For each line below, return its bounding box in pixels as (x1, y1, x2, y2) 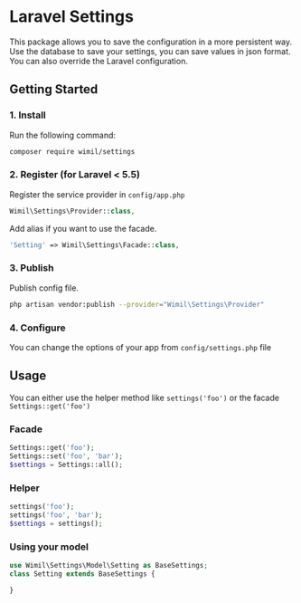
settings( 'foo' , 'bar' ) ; (9, 510, 103, 520)
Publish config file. (9, 282, 80, 293)
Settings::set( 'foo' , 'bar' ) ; (9, 452, 124, 461)
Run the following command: (9, 129, 116, 140)
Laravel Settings (9, 6, 134, 27)
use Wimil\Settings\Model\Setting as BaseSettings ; (9, 560, 208, 569)
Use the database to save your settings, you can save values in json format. (9, 45, 291, 56)
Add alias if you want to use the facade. (9, 223, 157, 234)
